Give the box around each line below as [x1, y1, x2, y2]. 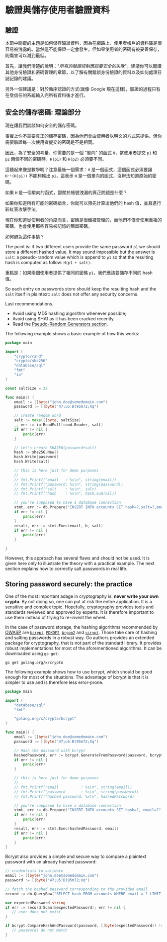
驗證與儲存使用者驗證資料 [5, 4, 110, 16]
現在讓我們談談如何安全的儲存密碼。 [5, 122, 80, 128]
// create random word [14, 413, 61, 418]
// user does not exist [11, 910, 61, 915]
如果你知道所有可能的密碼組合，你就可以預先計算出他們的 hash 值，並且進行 [5, 200, 162, 206]
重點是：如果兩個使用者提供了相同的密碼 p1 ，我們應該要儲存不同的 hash [5, 270, 153, 276]
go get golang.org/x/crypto [5, 660, 64, 665]
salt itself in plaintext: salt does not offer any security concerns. [5, 291, 139, 297]
